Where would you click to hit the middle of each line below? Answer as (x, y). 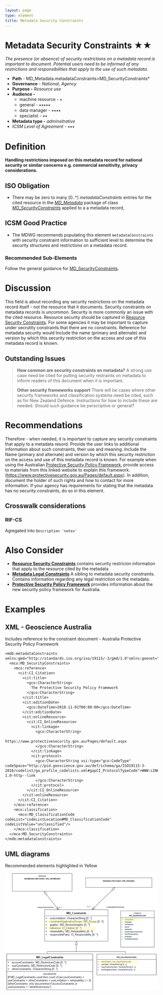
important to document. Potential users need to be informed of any (72, 64)
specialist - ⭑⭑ (33, 116)
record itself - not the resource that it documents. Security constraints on (78, 307)
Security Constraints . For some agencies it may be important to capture (76, 322)
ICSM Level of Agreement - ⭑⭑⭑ (43, 126)
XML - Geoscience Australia (49, 627)
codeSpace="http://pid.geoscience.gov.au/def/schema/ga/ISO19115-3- (76, 766)
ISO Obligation (27, 186)
